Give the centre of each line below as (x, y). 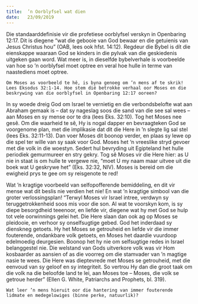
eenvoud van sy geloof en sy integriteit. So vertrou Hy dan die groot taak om (99, 267)
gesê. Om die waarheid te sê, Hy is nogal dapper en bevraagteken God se (96, 123)
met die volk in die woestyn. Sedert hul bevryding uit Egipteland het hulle (95, 148)
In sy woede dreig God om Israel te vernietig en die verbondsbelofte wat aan (99, 104)
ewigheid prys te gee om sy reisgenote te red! (62, 173)
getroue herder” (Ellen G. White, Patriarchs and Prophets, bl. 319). (86, 279)
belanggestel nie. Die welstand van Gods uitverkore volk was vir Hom (91, 248)
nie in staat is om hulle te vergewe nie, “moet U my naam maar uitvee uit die (98, 161)
